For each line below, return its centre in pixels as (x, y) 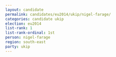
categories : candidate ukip (35, 19)
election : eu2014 (23, 24)
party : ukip (18, 47)
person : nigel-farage (28, 38)
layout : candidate (24, 10)
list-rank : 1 (19, 28)
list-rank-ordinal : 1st (30, 33)
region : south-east (26, 42)
